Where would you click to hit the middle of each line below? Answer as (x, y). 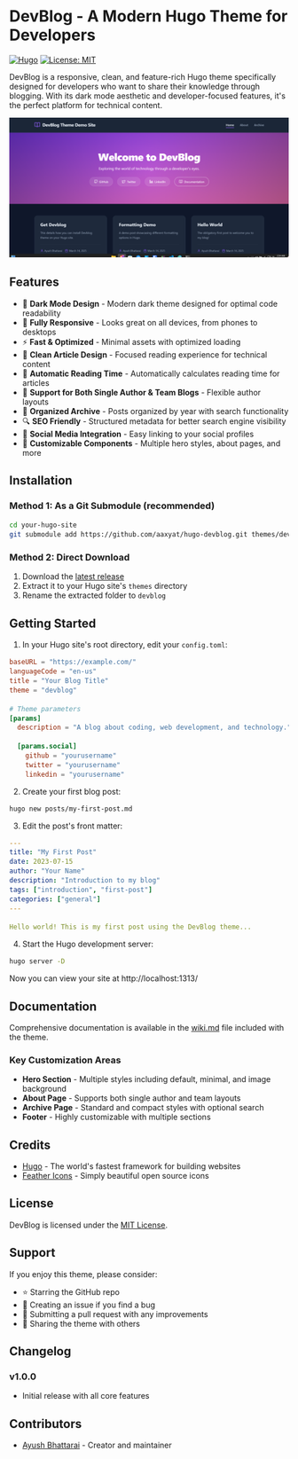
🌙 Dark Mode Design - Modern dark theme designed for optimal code (149, 303)
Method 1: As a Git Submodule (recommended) (112, 506)
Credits (30, 1145)
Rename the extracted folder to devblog (94, 595)
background (44, 1089)
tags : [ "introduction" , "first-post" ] (81, 890)
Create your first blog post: (71, 791)
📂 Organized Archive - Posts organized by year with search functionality (155, 411)
